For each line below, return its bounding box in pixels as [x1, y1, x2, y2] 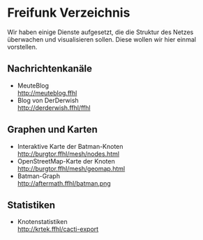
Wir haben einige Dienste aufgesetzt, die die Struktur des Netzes [7, 28, 194, 36]
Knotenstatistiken [17, 218, 68, 226]
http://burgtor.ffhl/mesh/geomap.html [17, 164, 126, 173]
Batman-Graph [17, 172, 61, 180]
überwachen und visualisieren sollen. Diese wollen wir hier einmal [7, 35, 197, 43]
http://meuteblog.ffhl [17, 88, 77, 97]
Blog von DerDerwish [17, 96, 79, 104]
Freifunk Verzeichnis [7, 5, 130, 21]
